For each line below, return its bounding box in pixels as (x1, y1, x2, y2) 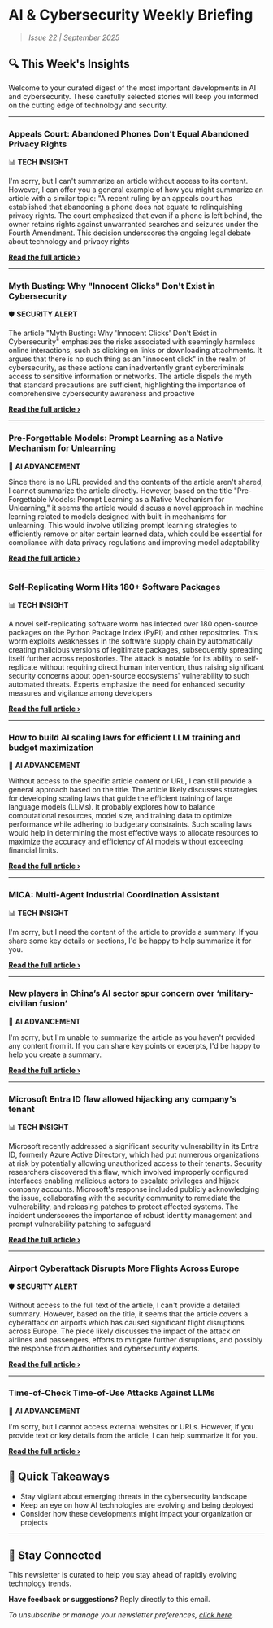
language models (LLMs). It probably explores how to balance (8, 802, 216, 812)
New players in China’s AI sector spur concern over (8, 988, 215, 999)
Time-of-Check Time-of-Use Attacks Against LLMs (8, 1387, 215, 1399)
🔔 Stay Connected (8, 1548, 102, 1562)
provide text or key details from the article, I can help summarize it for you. (8, 1430, 258, 1440)
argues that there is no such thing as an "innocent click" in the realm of (8, 354, 246, 364)
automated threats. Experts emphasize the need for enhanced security (8, 679, 245, 689)
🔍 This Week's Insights (8, 57, 130, 71)
